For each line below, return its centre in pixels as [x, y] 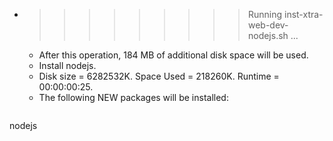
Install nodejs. [67, 65]
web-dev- [268, 25]
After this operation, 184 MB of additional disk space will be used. [173, 55]
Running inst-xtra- [285, 14]
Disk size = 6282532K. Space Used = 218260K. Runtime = [159, 76]
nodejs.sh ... [273, 35]
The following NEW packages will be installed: [133, 97]
